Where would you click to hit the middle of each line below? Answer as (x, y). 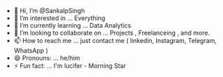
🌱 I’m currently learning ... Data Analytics (72, 25)
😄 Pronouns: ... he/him (47, 58)
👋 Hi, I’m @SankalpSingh (49, 11)
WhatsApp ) (31, 51)
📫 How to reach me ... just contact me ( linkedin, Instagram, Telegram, (115, 41)
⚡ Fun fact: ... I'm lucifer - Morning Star (70, 66)
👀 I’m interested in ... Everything (60, 18)
